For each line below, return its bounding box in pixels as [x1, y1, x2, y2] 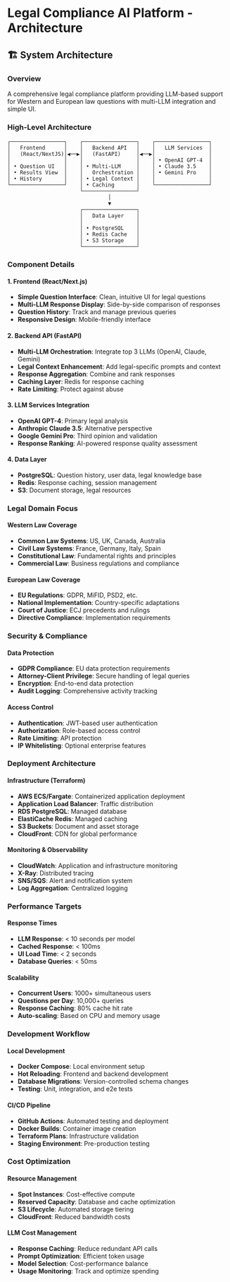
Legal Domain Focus [7, 503, 79, 513]
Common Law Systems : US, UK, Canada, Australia [17, 537, 166, 545]
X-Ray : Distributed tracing [17, 868, 94, 877]
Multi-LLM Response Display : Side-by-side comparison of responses [17, 300, 221, 308]
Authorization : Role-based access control [17, 726, 141, 735]
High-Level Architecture [7, 122, 92, 132]
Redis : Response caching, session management [17, 478, 157, 486]
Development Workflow [7, 1029, 90, 1039]
